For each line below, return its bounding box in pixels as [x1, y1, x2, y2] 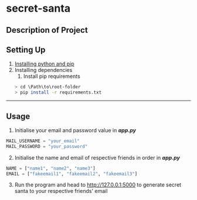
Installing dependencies [14, 67, 73, 74]
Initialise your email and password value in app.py [14, 126, 137, 133]
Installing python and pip [14, 60, 74, 67]
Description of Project [6, 25, 88, 35]
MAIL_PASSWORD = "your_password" [6, 143, 88, 149]
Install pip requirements [23, 73, 80, 80]
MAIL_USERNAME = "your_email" [6, 138, 80, 144]
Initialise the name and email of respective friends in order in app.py [14, 154, 180, 161]
